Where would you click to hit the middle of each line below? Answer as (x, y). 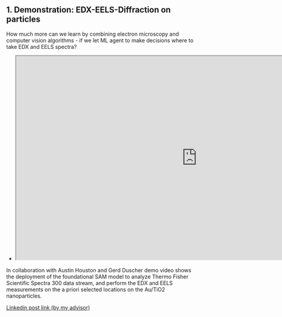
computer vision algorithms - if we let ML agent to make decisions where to (100, 40)
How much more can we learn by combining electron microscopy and (93, 34)
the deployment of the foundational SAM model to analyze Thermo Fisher (97, 277)
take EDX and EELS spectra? (42, 46)
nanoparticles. (24, 296)
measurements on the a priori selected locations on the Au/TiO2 (86, 289)
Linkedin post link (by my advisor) (48, 307)
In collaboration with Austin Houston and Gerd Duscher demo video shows (99, 270)
